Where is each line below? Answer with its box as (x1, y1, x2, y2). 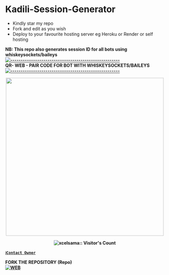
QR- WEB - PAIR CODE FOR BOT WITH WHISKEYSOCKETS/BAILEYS (5, 62, 150, 68)
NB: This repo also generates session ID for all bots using (5, 46, 128, 52)
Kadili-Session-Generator (5, 4, 116, 15)
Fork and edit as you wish (12, 25, 67, 31)
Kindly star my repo (12, 20, 54, 26)
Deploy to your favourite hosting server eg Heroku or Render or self (12, 31, 153, 37)
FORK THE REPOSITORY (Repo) (5, 259, 72, 265)
